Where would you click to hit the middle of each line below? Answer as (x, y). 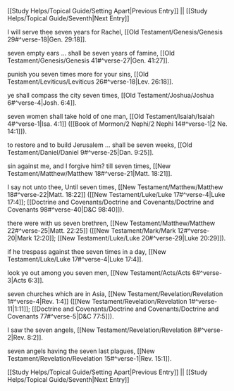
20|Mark (20, 238)
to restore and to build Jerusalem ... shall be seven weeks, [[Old (100, 145)
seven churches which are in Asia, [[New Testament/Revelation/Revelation (115, 294)
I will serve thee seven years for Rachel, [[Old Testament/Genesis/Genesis (115, 32)
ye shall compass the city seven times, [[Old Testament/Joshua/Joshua (111, 95)
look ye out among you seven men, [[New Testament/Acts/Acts (99, 273)
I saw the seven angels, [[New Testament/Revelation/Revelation (100, 330)
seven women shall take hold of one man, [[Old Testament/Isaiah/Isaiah (111, 116)
